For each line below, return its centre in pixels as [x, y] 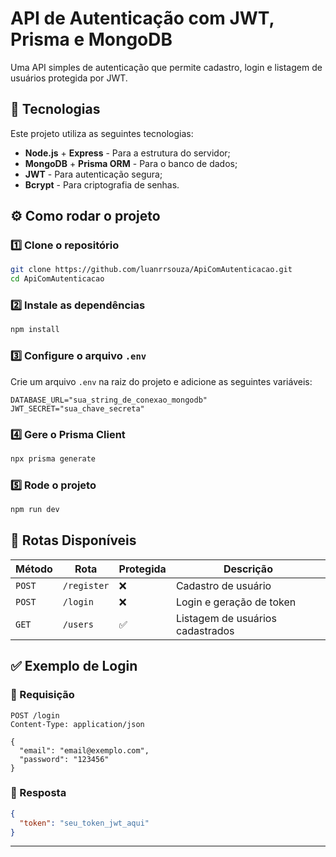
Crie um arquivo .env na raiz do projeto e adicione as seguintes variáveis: [161, 381]
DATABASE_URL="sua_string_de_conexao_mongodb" [109, 400]
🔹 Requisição [42, 695]
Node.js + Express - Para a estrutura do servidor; [127, 153]
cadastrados [205, 630]
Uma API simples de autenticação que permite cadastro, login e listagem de [166, 67]
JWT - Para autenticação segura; [93, 174]
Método [34, 569]
